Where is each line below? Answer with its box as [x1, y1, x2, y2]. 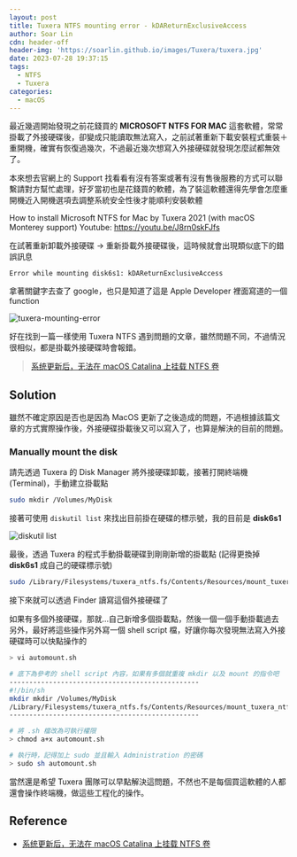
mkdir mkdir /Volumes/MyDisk [9, 694, 117, 703]
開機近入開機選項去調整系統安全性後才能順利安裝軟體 [9, 195, 203, 206]
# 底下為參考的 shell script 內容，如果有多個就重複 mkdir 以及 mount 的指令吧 [9, 670, 280, 679]
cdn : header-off [9, 37, 69, 47]
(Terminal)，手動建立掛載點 [9, 478, 109, 488]
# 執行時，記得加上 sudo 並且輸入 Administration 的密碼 [9, 751, 203, 760]
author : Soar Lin [9, 29, 73, 38]
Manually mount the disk [9, 446, 118, 458]
